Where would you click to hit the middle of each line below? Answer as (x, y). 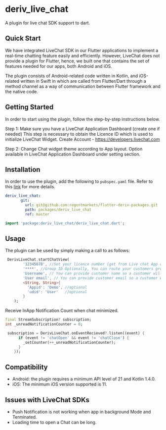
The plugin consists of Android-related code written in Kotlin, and (72, 76)
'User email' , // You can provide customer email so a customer (90, 278)
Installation (23, 169)
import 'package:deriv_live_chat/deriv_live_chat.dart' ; (65, 223)
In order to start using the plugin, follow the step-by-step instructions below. (83, 119)
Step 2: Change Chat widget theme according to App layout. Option (74, 149)
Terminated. (24, 417)
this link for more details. (30, 187)
